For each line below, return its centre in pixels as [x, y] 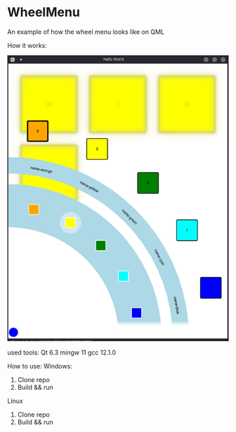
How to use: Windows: [40, 366]
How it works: [27, 45]
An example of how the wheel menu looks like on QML [86, 32]
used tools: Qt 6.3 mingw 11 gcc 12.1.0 [62, 352]
